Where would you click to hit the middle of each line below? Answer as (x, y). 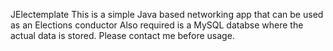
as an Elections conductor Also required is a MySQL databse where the (157, 25)
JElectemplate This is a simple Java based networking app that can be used (167, 14)
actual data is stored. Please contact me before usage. (122, 35)
